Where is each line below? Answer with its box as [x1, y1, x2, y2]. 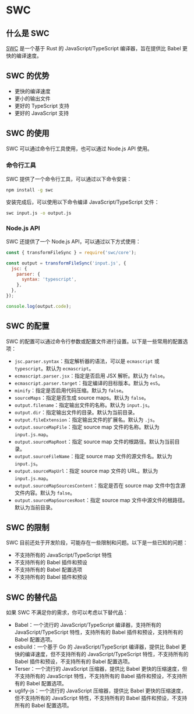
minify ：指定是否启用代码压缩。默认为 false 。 [14, 387, 127, 394]
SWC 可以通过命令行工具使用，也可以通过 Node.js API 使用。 [6, 145, 153, 152]
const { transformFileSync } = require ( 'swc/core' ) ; [6, 249, 137, 255]
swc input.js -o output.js [6, 210, 72, 216]
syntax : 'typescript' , [21, 276, 77, 283]
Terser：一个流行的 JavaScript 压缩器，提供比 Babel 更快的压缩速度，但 [14, 665, 188, 672]
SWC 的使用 [6, 128, 50, 138]
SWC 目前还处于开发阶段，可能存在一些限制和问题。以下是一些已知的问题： [6, 539, 188, 546]
